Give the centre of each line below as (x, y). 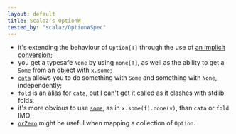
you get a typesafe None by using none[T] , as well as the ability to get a (121, 63)
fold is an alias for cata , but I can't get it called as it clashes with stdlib (121, 93)
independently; (40, 86)
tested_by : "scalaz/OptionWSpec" (57, 27)
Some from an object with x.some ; (65, 70)
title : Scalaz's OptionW (44, 21)
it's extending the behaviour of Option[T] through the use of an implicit (122, 48)
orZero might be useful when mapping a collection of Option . (106, 123)
